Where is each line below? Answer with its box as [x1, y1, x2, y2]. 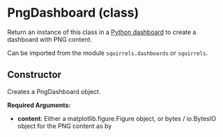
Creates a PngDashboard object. [7, 87, 101, 95]
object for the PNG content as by [17, 122, 112, 130]
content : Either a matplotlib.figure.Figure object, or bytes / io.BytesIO [17, 114, 217, 122]
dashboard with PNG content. [7, 35, 93, 43]
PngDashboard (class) [7, 5, 139, 21]
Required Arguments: [7, 101, 71, 109]
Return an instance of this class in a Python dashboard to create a [7, 28, 197, 36]
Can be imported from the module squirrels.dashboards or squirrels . [7, 49, 208, 57]
